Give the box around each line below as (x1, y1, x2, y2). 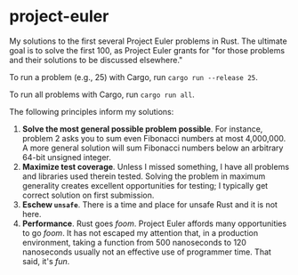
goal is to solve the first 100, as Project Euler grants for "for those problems (9, 44, 286, 55)
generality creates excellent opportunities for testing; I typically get (21, 180, 269, 190)
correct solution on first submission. (21, 190, 155, 200)
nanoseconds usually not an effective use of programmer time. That (21, 247, 271, 257)
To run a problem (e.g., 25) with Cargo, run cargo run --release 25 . (9, 71, 258, 82)
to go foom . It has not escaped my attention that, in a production (21, 227, 259, 238)
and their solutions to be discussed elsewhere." (9, 54, 183, 65)
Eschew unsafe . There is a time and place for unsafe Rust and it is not (21, 198, 278, 210)
